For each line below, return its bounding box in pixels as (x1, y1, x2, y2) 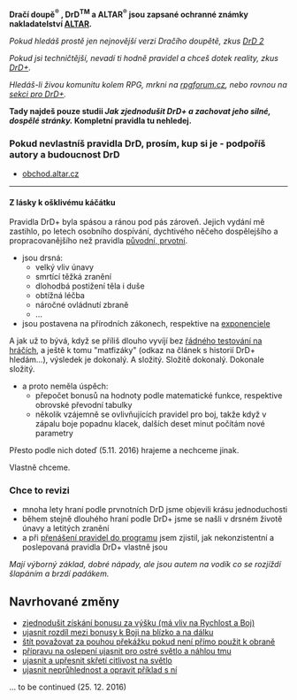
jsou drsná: (21, 252, 64, 264)
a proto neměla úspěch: (21, 381, 109, 392)
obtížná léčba (34, 290, 86, 301)
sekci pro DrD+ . (9, 88, 67, 99)
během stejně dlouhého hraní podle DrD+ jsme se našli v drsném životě (21, 513, 283, 525)
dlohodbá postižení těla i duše (34, 281, 145, 291)
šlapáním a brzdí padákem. (9, 568, 110, 579)
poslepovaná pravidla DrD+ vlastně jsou (21, 542, 168, 552)
